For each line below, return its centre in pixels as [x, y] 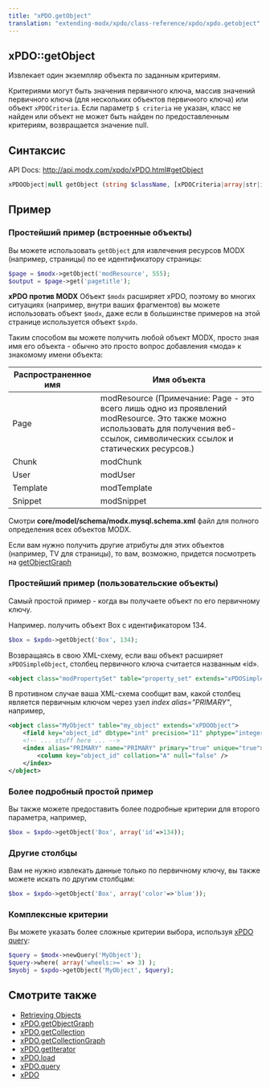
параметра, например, [47, 817]
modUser [118, 475]
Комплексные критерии [58, 914]
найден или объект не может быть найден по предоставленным [119, 117]
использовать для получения [157, 429]
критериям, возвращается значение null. [78, 125]
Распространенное [52, 375]
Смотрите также [53, 996]
